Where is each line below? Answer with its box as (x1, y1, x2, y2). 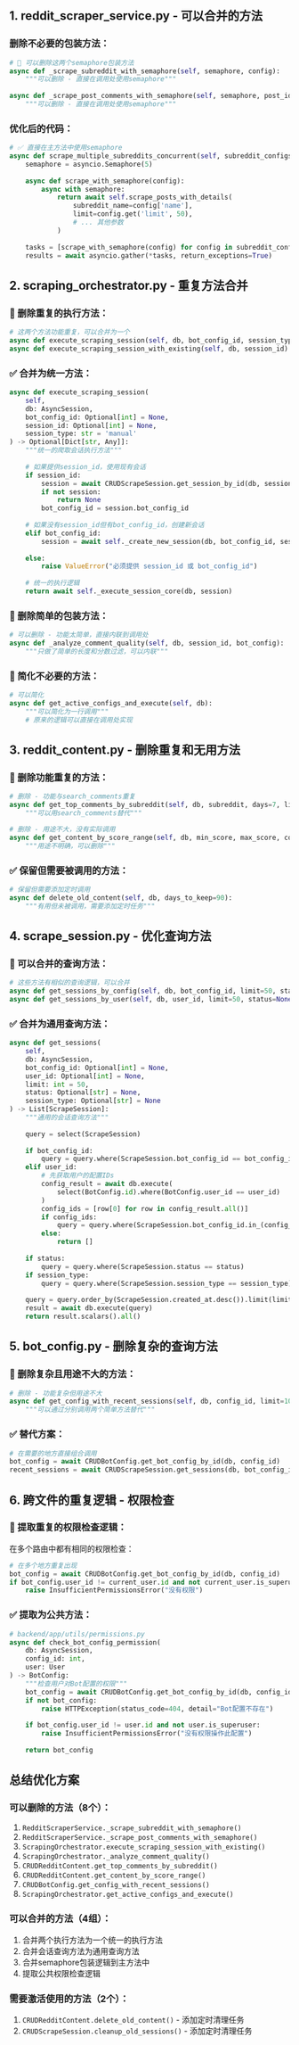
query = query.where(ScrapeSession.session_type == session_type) (41, 1279, 293, 1288)
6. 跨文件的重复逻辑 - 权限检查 (9, 1492, 175, 1507)
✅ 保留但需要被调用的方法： (9, 864, 129, 877)
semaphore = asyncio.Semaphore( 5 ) (25, 160, 153, 169)
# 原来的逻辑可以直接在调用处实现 (25, 715, 133, 724)
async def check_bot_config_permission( (9, 1637, 162, 1647)
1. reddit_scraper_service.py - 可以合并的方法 (9, 8, 263, 24)
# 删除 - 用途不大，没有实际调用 (9, 825, 116, 834)
